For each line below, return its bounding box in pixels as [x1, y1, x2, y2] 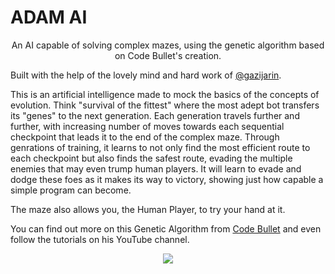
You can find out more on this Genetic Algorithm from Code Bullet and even [10, 222, 322, 235]
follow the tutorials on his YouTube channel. [10, 233, 190, 245]
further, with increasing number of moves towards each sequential [10, 120, 285, 132]
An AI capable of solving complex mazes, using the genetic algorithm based [11, 39, 325, 51]
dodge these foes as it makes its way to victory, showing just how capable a [10, 173, 324, 185]
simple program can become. [10, 184, 132, 196]
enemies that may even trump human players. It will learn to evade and [10, 162, 302, 175]
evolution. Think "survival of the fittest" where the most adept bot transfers [10, 99, 320, 111]
